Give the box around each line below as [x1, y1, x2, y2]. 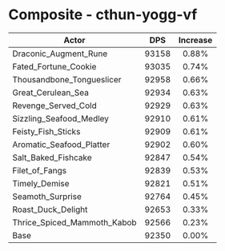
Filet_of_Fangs [12, 165, 66, 176]
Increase [179, 34, 213, 46]
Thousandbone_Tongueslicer [12, 74, 122, 85]
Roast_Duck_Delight [12, 204, 88, 215]
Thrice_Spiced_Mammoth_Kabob [12, 217, 138, 228]
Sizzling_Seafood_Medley [12, 113, 110, 124]
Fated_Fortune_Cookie [12, 61, 97, 72]
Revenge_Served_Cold [12, 100, 98, 111]
